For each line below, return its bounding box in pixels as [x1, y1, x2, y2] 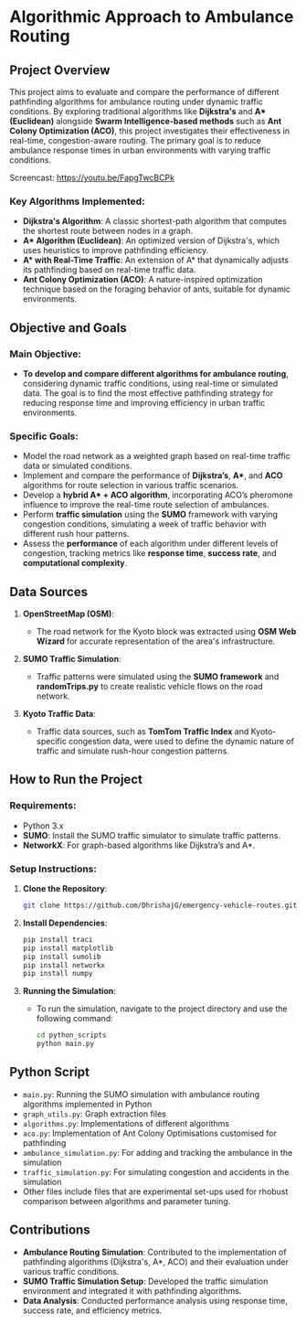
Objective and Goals [9, 320, 128, 336]
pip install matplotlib [22, 944, 114, 953]
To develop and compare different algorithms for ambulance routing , [22, 368, 290, 379]
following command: [36, 1013, 113, 1024]
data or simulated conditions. [22, 460, 132, 472]
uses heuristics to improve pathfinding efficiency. [22, 245, 209, 256]
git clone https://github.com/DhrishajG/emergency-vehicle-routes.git [22, 901, 298, 911]
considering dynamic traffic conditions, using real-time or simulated [22, 378, 279, 389]
